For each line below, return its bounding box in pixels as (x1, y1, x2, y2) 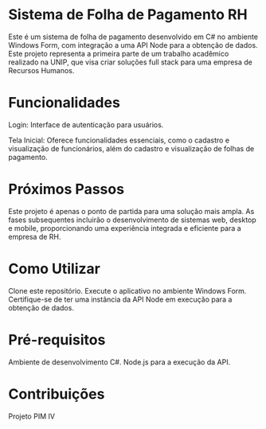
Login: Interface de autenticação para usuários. (8, 119, 164, 129)
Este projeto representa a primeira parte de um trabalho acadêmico (8, 49, 229, 58)
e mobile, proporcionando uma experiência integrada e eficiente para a (8, 223, 241, 232)
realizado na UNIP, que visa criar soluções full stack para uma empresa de (8, 57, 253, 67)
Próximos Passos (8, 181, 125, 198)
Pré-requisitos (8, 330, 106, 349)
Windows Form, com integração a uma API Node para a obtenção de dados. (8, 40, 258, 49)
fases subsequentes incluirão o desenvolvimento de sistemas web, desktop (8, 215, 256, 224)
